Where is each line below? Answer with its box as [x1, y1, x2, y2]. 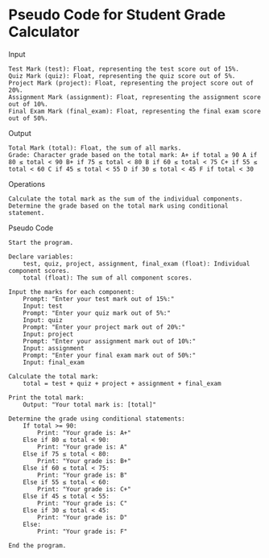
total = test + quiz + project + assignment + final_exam [23, 379, 221, 387]
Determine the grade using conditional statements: [8, 415, 185, 423]
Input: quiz [23, 316, 63, 324]
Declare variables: [8, 252, 74, 261]
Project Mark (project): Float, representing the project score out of [8, 79, 254, 87]
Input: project [23, 330, 74, 338]
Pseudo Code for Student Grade [8, 6, 226, 24]
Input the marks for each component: [8, 287, 135, 296]
